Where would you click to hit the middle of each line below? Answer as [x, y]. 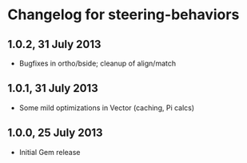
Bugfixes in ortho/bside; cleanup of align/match [98, 63]
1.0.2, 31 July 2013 [54, 44]
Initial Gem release [50, 152]
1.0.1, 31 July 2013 [53, 88]
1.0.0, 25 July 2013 [55, 133]
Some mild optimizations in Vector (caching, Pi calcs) [107, 107]
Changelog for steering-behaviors [124, 15]
